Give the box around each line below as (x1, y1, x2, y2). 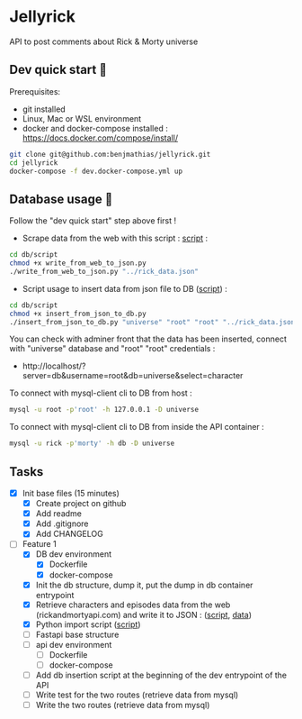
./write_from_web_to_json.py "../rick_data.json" (9, 267, 200, 276)
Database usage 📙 (9, 191, 113, 206)
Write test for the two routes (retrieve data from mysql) (35, 689, 239, 700)
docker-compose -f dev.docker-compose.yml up (9, 167, 182, 176)
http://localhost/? (22, 360, 86, 371)
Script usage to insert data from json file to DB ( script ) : (22, 283, 227, 294)
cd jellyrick (9, 158, 58, 168)
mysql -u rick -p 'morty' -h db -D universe (9, 439, 175, 448)
